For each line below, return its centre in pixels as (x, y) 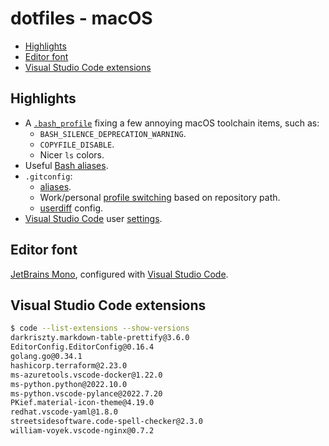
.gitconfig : (48, 176)
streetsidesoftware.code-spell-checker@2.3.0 (106, 422)
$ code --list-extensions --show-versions (100, 328)
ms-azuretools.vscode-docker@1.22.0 (86, 375)
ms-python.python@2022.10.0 (69, 384)
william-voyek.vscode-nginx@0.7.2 (82, 431)
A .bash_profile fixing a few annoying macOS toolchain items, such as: (172, 123)
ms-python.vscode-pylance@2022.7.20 (86, 393)
